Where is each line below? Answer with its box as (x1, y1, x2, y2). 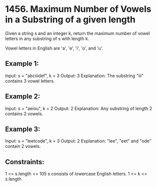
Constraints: (5, 157, 44, 166)
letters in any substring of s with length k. (5, 36, 89, 42)
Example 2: (5, 93, 40, 101)
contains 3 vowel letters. (5, 78, 55, 84)
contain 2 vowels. (5, 143, 41, 149)
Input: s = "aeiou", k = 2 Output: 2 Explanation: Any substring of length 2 (5, 105, 152, 111)
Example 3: (5, 125, 40, 133)
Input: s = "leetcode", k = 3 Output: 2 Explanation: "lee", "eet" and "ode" (5, 138, 152, 144)
